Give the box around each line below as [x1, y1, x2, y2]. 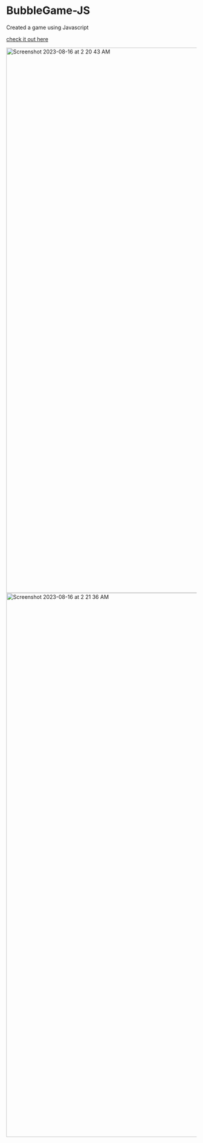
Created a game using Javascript [6, 24, 89, 31]
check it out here [6, 35, 48, 42]
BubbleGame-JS [6, 4, 91, 18]
